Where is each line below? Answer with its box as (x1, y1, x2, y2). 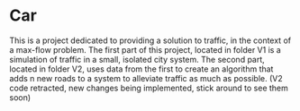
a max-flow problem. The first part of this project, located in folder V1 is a (9, 44, 281, 55)
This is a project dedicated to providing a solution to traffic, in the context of (9, 35, 291, 46)
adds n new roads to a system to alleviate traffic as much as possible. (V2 (9, 73, 283, 83)
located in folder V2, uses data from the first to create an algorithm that (9, 64, 274, 74)
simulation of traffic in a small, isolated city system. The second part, (9, 54, 266, 64)
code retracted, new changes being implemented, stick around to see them (9, 82, 288, 93)
